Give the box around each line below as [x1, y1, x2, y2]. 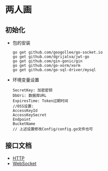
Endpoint [12, 117, 31, 122]
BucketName [12, 121, 36, 126]
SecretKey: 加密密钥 [12, 88, 53, 93]
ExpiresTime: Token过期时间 [12, 98, 69, 103]
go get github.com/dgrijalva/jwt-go [12, 54, 89, 59]
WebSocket [12, 160, 37, 166]
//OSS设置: [12, 104, 34, 109]
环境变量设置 [12, 77, 39, 83]
